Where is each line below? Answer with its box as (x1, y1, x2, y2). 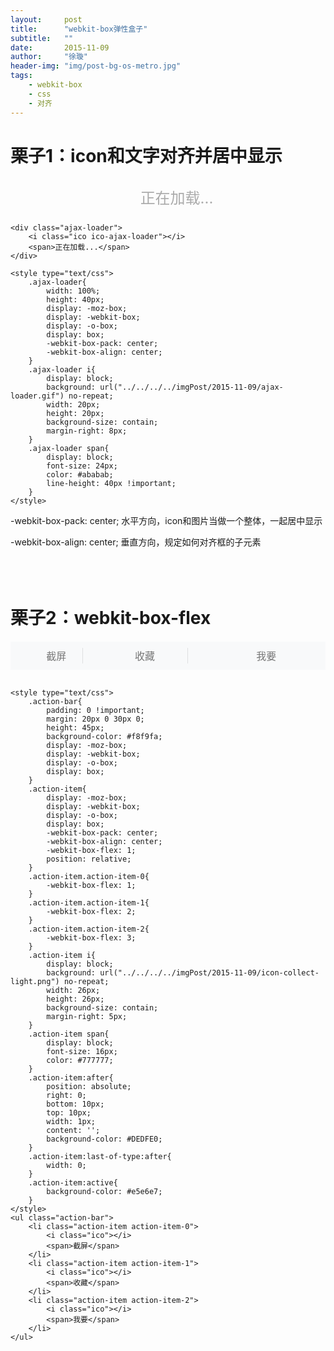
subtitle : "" (10, 33, 74, 43)
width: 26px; (46, 985, 101, 995)
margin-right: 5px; (46, 1011, 128, 1021)
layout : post (10, 14, 83, 25)
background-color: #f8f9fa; (46, 731, 163, 741)
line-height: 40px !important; (46, 478, 177, 488)
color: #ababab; (46, 469, 114, 480)
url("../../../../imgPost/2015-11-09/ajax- (99, 382, 284, 392)
